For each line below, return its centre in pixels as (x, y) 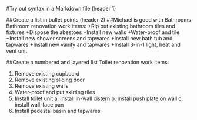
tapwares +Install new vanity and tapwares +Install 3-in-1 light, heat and (94, 44)
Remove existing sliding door (50, 80)
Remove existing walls (41, 86)
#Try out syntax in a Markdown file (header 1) (61, 8)
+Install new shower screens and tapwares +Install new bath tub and (89, 38)
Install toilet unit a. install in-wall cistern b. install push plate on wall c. (99, 98)
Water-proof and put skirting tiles (55, 92)
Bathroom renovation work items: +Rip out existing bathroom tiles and (91, 26)
